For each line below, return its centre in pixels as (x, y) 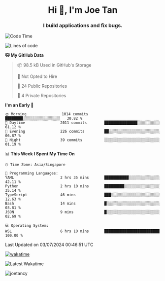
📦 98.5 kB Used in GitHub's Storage (54, 65)
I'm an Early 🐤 (19, 105)
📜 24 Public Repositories (42, 86)
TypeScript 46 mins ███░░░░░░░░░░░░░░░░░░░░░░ (82, 195)
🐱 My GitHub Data (25, 55)
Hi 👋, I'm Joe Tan (83, 10)
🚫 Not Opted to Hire (37, 76)
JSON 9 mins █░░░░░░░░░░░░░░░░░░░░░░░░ (82, 212)
